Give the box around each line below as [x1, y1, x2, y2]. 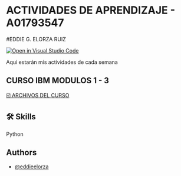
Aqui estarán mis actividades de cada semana [6, 58, 118, 66]
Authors [6, 147, 37, 157]
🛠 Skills [6, 112, 37, 122]
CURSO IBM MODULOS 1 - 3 [6, 76, 109, 86]
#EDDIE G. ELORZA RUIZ [6, 35, 67, 43]
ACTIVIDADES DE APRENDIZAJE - [6, 4, 176, 17]
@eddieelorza [14, 163, 49, 170]
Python [6, 131, 24, 138]
